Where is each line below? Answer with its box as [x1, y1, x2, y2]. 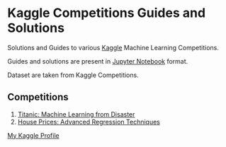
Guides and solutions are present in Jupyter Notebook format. [7, 57, 188, 65]
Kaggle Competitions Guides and [7, 5, 206, 21]
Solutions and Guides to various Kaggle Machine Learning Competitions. [7, 43, 220, 52]
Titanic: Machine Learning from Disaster [17, 110, 135, 118]
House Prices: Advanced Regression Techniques [17, 117, 161, 126]
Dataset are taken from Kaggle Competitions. [7, 71, 140, 79]
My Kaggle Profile [7, 131, 60, 139]
